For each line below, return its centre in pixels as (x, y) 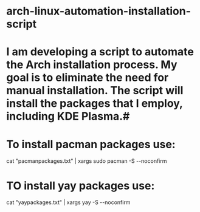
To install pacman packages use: (91, 144)
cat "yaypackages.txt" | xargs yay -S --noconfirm (68, 202)
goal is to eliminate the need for (88, 78)
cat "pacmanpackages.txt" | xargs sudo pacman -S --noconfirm (87, 161)
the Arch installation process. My (92, 65)
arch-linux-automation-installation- (99, 11)
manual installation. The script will (95, 91)
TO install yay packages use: (81, 186)
